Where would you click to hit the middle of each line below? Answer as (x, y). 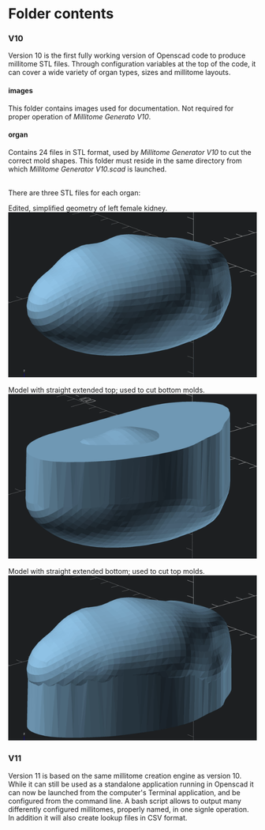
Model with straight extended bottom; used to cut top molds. (106, 572)
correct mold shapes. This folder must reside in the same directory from (125, 160)
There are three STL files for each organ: (74, 192)
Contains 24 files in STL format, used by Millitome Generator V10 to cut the (130, 152)
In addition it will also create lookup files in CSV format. (98, 817)
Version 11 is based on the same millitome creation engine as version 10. (125, 775)
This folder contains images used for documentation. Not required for (121, 108)
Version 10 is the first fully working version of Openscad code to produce (127, 55)
